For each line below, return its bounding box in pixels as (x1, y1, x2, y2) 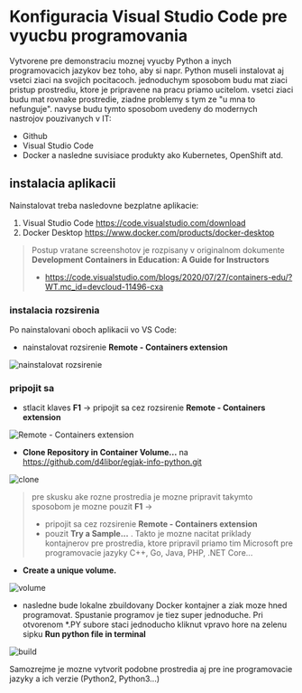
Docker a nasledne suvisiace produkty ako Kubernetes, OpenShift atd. (22, 149, 284, 160)
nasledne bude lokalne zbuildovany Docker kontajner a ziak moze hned (22, 600, 288, 611)
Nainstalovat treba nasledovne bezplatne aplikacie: (9, 200, 199, 211)
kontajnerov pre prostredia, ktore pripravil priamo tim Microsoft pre (44, 538, 293, 548)
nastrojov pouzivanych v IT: (9, 113, 112, 124)
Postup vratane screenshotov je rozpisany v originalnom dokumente (31, 244, 286, 255)
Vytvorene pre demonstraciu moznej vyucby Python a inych (9, 55, 232, 66)
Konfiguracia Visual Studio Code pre (9, 6, 288, 27)
